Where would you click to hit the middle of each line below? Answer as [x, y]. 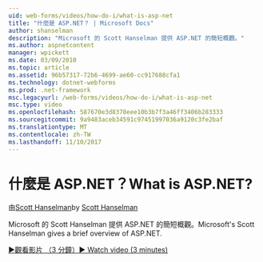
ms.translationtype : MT [48, 127]
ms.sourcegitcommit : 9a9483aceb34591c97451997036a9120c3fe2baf [116, 120]
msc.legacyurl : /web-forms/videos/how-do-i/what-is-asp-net [111, 97]
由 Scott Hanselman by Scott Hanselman [73, 208]
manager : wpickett [39, 53]
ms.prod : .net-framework [50, 90]
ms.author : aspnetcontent [51, 46]
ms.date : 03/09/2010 [43, 61]
